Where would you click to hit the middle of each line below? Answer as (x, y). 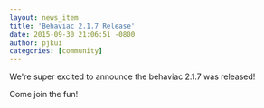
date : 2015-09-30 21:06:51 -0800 (72, 34)
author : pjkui (36, 43)
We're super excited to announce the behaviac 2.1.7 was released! (132, 76)
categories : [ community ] (56, 51)
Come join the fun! (44, 94)
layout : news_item (44, 18)
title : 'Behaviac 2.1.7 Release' (72, 26)
